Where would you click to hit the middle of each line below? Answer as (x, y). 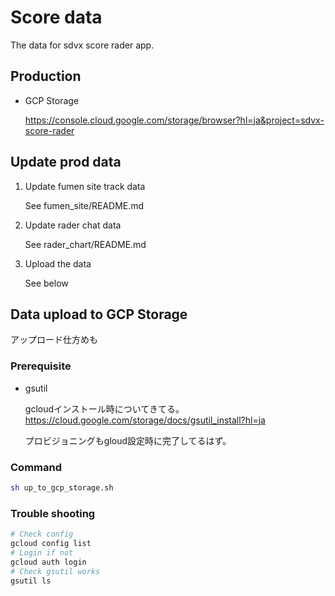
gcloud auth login (48, 562)
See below (46, 283)
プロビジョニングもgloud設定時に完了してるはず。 (128, 440)
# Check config (42, 534)
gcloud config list (51, 544)
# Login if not (42, 552)
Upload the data (58, 263)
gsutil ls (31, 581)
